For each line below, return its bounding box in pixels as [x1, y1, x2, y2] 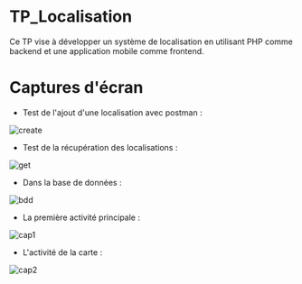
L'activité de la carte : [22, 246, 103, 258]
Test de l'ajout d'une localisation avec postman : [22, 106, 203, 118]
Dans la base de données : [22, 177, 122, 188]
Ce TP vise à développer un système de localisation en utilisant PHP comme [9, 36, 294, 47]
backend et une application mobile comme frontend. [9, 45, 205, 56]
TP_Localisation [9, 6, 133, 27]
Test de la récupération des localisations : [22, 142, 178, 152]
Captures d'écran [9, 78, 144, 98]
